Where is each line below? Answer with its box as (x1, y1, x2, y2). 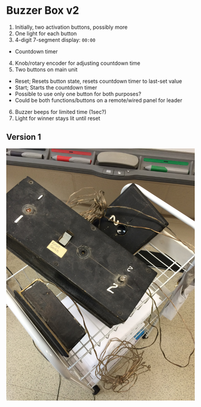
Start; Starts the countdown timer (14, 83, 98, 91)
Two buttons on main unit (14, 65, 78, 73)
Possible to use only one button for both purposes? (14, 90, 142, 97)
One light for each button (14, 29, 77, 37)
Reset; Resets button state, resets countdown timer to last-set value (14, 77, 182, 85)
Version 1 (6, 132, 41, 142)
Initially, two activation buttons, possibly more (14, 23, 128, 31)
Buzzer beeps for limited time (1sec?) (14, 108, 106, 115)
